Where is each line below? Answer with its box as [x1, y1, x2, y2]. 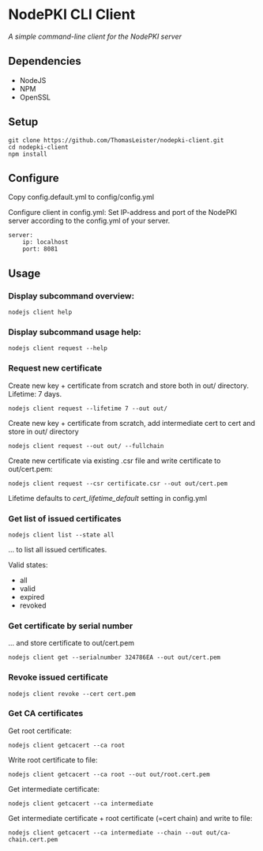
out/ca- [205, 828, 231, 837]
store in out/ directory [8, 427, 79, 436]
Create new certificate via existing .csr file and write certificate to [8, 456, 221, 465]
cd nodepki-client [8, 143, 69, 151]
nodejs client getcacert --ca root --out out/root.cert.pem [8, 770, 211, 778]
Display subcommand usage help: [8, 326, 142, 337]
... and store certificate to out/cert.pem [8, 638, 135, 648]
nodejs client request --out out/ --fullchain [8, 442, 164, 450]
